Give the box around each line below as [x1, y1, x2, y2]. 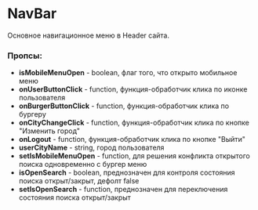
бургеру [18, 110, 46, 119]
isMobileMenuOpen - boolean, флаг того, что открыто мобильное [18, 68, 238, 78]
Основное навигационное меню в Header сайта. [7, 31, 170, 40]
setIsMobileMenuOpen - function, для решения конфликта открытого [18, 151, 250, 161]
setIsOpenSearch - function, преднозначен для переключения [18, 185, 228, 194]
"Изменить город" [18, 126, 80, 136]
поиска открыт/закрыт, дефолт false [18, 176, 140, 186]
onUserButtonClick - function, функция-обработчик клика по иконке [18, 85, 248, 94]
